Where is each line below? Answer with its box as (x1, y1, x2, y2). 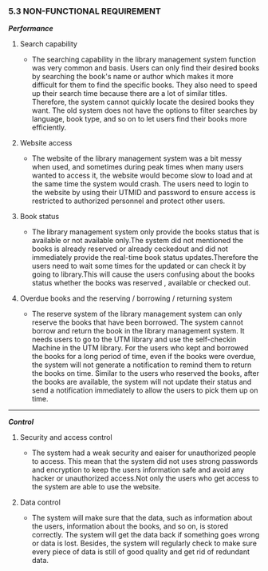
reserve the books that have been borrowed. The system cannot (31, 317, 243, 327)
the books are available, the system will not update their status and (31, 377, 252, 387)
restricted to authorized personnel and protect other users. (31, 196, 226, 206)
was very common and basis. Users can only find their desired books (31, 63, 260, 73)
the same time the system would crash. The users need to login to (31, 179, 249, 189)
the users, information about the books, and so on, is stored (31, 521, 229, 531)
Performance (8, 24, 53, 34)
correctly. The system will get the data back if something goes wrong (31, 530, 260, 540)
